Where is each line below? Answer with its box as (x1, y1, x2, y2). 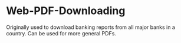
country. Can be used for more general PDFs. (6, 29, 117, 37)
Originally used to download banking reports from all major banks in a (6, 24, 176, 31)
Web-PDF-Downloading (6, 4, 126, 18)
